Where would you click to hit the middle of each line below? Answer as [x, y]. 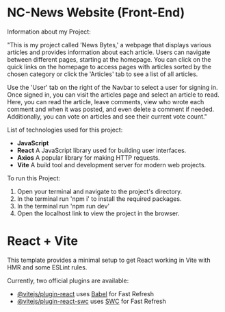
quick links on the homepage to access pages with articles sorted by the [109, 67]
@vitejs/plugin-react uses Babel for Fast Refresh [85, 293]
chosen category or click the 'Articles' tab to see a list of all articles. [103, 74]
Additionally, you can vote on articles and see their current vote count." [107, 116]
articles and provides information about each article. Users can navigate [109, 52]
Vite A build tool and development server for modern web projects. [111, 165]
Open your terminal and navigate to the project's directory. [100, 191]
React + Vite [43, 241]
